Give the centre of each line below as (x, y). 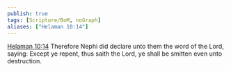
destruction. (24, 61)
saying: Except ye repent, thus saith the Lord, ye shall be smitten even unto (115, 54)
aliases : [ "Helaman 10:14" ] (48, 26)
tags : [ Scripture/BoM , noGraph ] (54, 20)
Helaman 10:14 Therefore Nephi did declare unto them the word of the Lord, (115, 47)
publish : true (28, 14)
